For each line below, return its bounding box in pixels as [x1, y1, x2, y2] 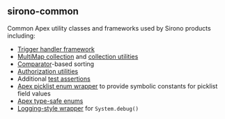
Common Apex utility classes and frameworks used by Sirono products [7, 24, 211, 32]
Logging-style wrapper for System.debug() [17, 104, 139, 112]
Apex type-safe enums [17, 97, 84, 105]
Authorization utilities [17, 67, 79, 75]
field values [17, 89, 51, 97]
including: [7, 31, 36, 40]
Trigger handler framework [17, 45, 95, 53]
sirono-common [7, 6, 79, 17]
